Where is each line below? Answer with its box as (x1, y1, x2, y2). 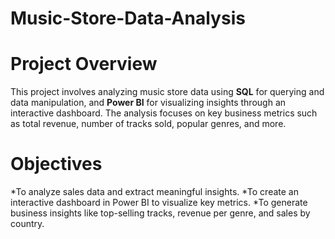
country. (10, 218, 45, 230)
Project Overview (10, 53, 158, 76)
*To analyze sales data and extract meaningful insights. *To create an (10, 186, 299, 198)
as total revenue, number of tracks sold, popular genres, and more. (10, 118, 287, 130)
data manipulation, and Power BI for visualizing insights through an (10, 97, 287, 109)
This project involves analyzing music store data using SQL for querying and (10, 86, 325, 98)
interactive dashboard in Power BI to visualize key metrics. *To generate (10, 197, 308, 209)
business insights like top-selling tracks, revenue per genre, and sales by (10, 207, 311, 219)
